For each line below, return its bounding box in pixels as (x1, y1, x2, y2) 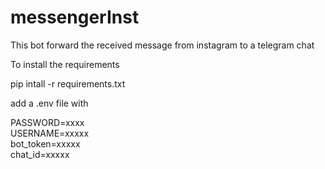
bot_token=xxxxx (10, 137, 81, 150)
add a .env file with (10, 97, 89, 109)
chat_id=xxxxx (10, 148, 70, 160)
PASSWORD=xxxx (10, 116, 85, 128)
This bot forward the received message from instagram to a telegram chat (10, 39, 315, 51)
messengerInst (10, 6, 140, 29)
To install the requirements (10, 58, 120, 70)
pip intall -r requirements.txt (10, 77, 126, 90)
